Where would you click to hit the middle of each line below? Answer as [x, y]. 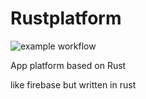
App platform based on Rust [68, 65]
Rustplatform [66, 18]
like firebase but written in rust [73, 84]
